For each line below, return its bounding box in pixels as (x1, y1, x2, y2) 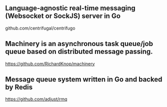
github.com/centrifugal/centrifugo (5, 25, 75, 31)
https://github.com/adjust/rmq (5, 96, 67, 102)
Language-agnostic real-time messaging (5, 4, 136, 12)
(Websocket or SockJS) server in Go (5, 12, 121, 20)
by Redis (5, 83, 33, 91)
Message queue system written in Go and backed (5, 75, 162, 84)
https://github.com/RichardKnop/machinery (5, 60, 95, 66)
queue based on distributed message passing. (5, 47, 153, 56)
